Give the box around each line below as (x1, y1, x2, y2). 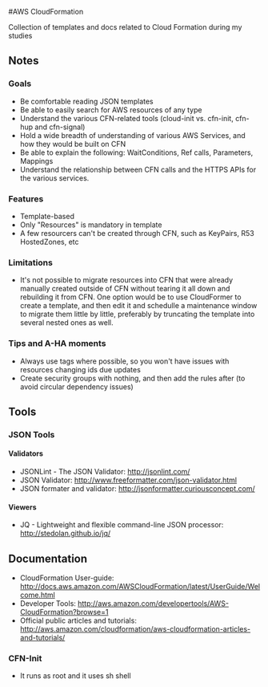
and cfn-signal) (34, 122, 86, 132)
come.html (19, 590, 56, 600)
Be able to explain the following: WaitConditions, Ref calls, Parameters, (19, 148, 254, 157)
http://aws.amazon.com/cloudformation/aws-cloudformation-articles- (19, 624, 251, 634)
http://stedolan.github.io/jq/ (19, 529, 111, 539)
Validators (8, 449, 44, 458)
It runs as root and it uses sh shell (19, 671, 131, 681)
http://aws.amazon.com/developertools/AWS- (77, 599, 230, 608)
